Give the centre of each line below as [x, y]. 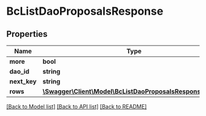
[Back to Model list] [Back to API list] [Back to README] [77, 106]
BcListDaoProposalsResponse [85, 11]
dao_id [19, 72]
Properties [27, 34]
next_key [23, 81]
